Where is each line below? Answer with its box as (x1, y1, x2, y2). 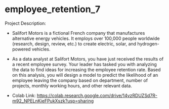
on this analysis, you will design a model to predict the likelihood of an (12, 72, 158, 78)
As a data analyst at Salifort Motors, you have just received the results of (12, 56, 164, 62)
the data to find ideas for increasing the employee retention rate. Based (12, 67, 161, 73)
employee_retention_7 (5, 4, 101, 15)
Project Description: (5, 20, 47, 26)
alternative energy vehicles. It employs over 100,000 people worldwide (12, 35, 160, 41)
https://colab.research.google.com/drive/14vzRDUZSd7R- (36, 92, 158, 98)
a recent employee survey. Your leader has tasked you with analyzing (12, 61, 157, 67)
